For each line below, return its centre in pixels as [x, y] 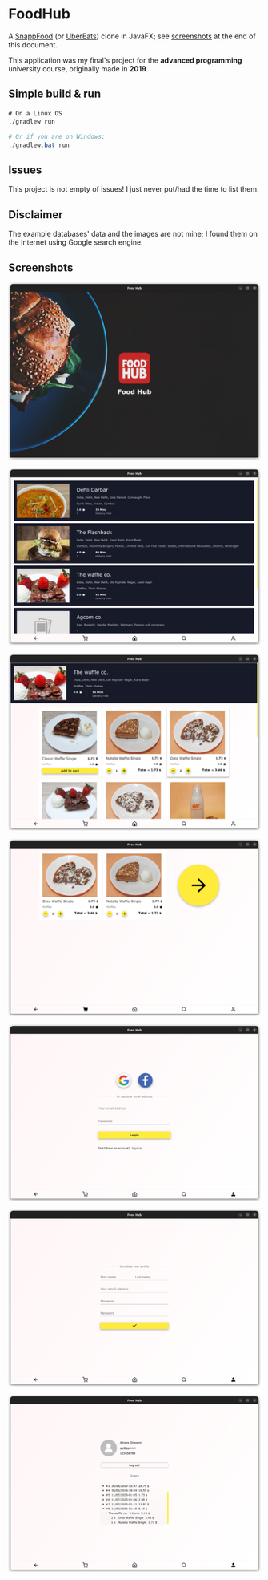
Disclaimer [36, 215]
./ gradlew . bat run [39, 145]
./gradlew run [32, 121]
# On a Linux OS [35, 113]
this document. [33, 44]
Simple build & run [55, 94]
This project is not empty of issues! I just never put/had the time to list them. [134, 189]
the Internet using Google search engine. [76, 242]
